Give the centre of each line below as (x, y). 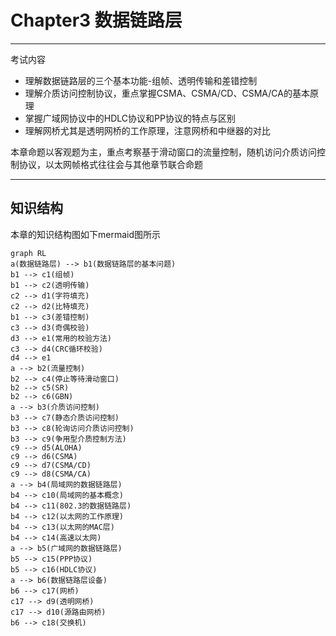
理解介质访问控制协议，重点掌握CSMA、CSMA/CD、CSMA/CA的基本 (167, 93)
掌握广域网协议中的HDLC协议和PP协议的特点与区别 (130, 118)
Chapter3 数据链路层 (96, 20)
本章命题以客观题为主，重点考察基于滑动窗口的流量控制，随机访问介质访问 (163, 152)
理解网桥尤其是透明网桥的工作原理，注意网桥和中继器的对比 (147, 130)
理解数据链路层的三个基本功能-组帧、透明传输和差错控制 (141, 80)
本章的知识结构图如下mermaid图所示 (86, 234)
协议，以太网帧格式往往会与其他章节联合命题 (110, 164)
